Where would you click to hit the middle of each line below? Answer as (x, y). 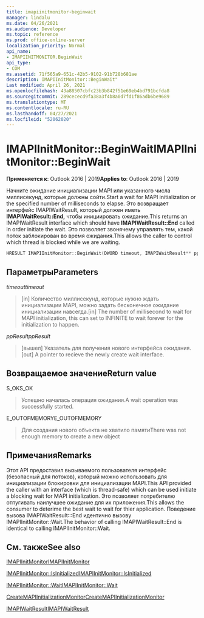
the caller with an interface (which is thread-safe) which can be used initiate (101, 489)
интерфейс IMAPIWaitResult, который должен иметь (73, 210)
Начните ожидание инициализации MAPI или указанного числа (89, 191)
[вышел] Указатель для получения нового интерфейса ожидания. (106, 348)
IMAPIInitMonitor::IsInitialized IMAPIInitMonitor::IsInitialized (79, 574)
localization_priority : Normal (46, 46)
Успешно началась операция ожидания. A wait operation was (100, 400)
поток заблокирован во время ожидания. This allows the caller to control (99, 236)
